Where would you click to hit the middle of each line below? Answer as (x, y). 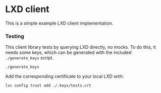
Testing (15, 36)
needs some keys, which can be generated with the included (69, 53)
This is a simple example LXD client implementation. (59, 23)
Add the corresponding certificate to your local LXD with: (65, 76)
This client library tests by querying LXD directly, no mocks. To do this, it (80, 47)
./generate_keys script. (30, 58)
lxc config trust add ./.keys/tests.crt (48, 86)
